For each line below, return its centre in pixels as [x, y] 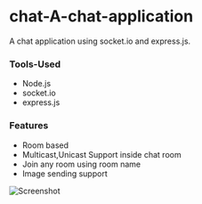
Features [29, 126]
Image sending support [65, 173]
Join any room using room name [81, 164]
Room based [45, 145]
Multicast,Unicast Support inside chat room [101, 154]
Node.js [36, 84]
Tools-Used [35, 64]
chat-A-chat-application [101, 16]
